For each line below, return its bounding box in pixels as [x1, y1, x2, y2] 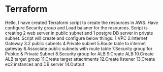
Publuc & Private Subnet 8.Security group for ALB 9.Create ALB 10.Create [5, 50, 154, 57]
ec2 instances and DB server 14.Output [5, 61, 85, 67]
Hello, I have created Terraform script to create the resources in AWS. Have [5, 20, 159, 25]
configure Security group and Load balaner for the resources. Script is [5, 24, 148, 30]
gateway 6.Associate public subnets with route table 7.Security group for [5, 46, 153, 51]
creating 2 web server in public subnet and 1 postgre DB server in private [5, 30, 154, 36]
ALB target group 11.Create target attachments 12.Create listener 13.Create [5, 56, 156, 62]
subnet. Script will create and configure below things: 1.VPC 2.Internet [5, 35, 148, 41]
